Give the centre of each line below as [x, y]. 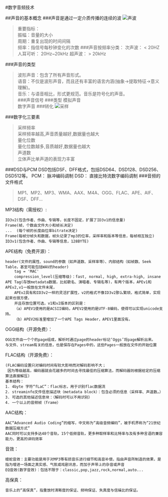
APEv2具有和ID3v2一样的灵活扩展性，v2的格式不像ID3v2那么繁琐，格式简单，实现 [88, 293]
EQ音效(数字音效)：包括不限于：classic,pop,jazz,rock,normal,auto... [74, 470]
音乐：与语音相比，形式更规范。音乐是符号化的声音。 [72, 94]
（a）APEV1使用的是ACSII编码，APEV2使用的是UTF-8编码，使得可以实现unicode [87, 309]
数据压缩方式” [18, 428]
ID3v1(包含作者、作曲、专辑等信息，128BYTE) [47, 241]
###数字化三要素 [23, 117]
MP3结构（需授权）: [26, 210]
